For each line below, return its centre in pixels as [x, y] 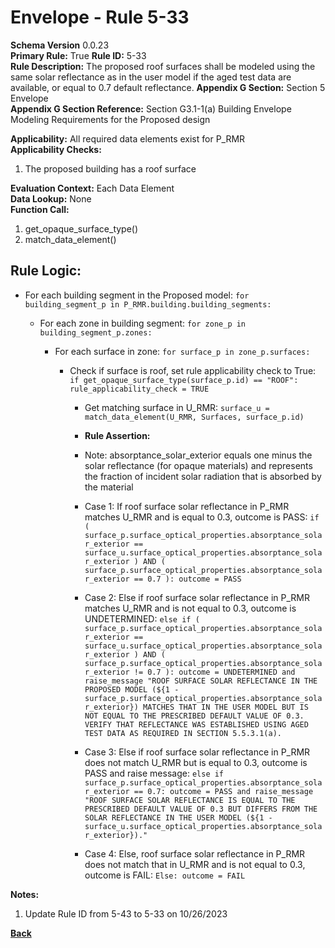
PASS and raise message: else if [154, 773]
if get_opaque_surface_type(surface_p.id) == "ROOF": [184, 380]
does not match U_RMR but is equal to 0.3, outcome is [196, 762]
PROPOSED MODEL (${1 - [132, 689]
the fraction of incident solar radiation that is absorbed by [203, 476]
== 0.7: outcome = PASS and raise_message [223, 791]
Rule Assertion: [117, 435]
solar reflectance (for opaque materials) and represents [198, 465]
